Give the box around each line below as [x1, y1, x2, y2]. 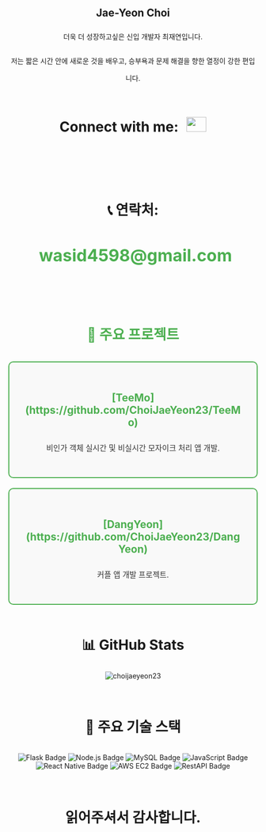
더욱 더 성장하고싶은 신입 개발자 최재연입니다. [63, 32, 203, 41]
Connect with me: [59, 118, 179, 135]
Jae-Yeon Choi [96, 6, 170, 20]
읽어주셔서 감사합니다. [65, 808, 201, 826]
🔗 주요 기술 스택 [85, 718, 181, 735]
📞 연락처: [107, 201, 159, 219]
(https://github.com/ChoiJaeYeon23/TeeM [25, 403, 241, 416]
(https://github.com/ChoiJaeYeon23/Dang [25, 530, 241, 544]
